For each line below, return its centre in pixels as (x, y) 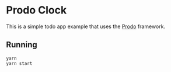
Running (22, 45)
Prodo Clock (36, 10)
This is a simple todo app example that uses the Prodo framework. (85, 26)
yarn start (19, 63)
